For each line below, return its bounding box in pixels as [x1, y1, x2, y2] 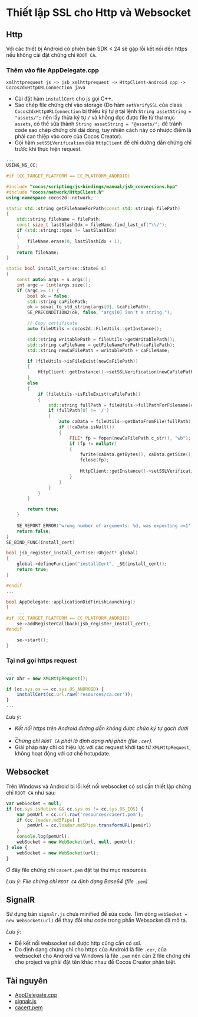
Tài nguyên [6, 976, 48, 986]
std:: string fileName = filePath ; [16, 217, 101, 222]
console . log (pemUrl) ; [16, 834, 70, 840]
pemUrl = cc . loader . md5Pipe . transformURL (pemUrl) [27, 822, 151, 828]
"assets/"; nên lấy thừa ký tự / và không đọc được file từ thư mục [14, 114, 175, 121]
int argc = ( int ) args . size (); [16, 282, 91, 288]
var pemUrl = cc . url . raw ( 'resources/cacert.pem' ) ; [16, 811, 144, 818]
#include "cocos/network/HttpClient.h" [6, 189, 104, 195]
